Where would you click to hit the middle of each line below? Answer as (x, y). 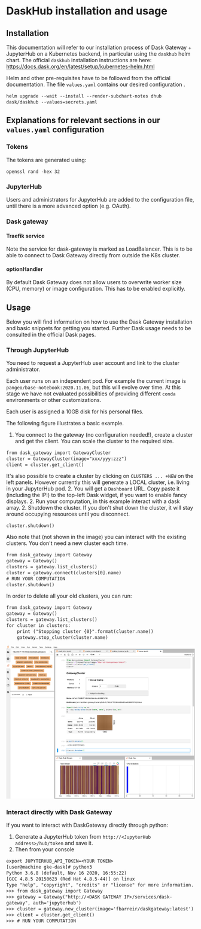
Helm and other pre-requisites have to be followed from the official (88, 78)
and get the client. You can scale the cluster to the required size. (94, 441)
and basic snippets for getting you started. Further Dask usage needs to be (99, 328)
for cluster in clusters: (38, 626)
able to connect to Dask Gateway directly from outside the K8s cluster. (93, 255)
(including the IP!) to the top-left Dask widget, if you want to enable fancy (97, 495)
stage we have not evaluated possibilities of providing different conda (91, 394)
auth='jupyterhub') (57, 903)
